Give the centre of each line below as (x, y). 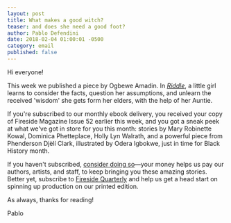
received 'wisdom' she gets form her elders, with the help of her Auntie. (110, 100)
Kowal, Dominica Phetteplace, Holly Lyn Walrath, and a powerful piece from (115, 135)
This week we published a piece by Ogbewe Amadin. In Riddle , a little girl (112, 85)
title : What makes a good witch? (55, 20)
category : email (31, 46)
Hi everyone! (25, 72)
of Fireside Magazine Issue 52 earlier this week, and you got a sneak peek (113, 121)
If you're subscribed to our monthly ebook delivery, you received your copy (115, 114)
